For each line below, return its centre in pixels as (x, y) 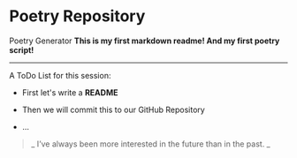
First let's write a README (70, 92)
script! (22, 49)
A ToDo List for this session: (60, 75)
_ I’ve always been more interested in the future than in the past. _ (151, 144)
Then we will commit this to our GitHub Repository (113, 109)
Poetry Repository (77, 16)
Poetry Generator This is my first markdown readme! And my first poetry (145, 41)
